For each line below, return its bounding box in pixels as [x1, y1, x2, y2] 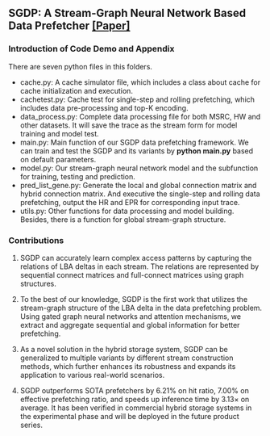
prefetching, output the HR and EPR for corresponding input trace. [19, 197, 240, 207]
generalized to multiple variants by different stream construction [19, 353, 234, 363]
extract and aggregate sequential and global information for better [19, 320, 240, 329]
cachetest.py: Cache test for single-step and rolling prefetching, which [19, 94, 255, 104]
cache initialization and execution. [19, 86, 133, 95]
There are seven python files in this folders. [8, 61, 153, 71]
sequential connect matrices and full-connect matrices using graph [19, 270, 244, 279]
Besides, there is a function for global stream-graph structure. [19, 214, 226, 224]
